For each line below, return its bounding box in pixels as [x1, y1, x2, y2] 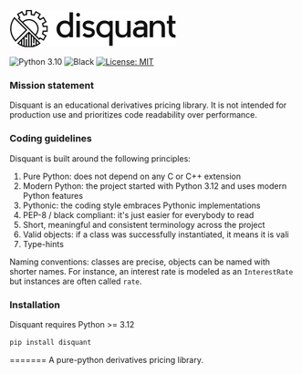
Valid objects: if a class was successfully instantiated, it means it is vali [22, 229, 289, 240]
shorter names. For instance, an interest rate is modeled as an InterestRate [9, 265, 294, 276]
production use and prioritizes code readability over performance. [9, 109, 258, 120]
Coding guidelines [9, 132, 93, 145]
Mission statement [9, 78, 94, 91]
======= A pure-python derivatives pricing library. [9, 354, 203, 365]
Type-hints [22, 238, 64, 249]
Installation [9, 298, 61, 311]
